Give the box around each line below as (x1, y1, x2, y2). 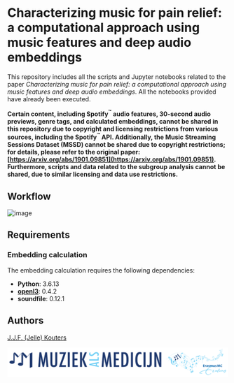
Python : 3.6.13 (17, 280, 60, 288)
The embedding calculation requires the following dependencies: (7, 266, 195, 274)
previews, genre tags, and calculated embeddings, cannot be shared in (7, 117, 219, 125)
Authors (7, 315, 44, 326)
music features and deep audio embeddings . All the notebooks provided (7, 87, 216, 96)
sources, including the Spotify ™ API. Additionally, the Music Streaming (7, 131, 216, 141)
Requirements (7, 229, 70, 241)
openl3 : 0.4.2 (17, 287, 57, 295)
